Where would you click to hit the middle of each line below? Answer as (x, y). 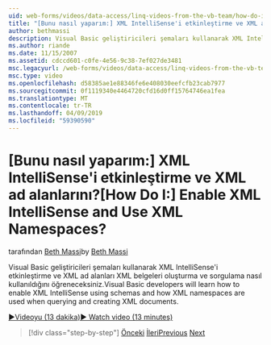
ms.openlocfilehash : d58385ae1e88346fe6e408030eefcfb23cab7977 (117, 83)
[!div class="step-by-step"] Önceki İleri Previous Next (117, 332)
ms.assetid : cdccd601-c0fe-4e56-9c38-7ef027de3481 (95, 61)
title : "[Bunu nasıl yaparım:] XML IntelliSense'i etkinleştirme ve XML (133, 23)
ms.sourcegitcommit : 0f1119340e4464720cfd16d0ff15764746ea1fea (117, 91)
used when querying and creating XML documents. (94, 301)
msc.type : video (35, 76)
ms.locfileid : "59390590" (52, 121)
